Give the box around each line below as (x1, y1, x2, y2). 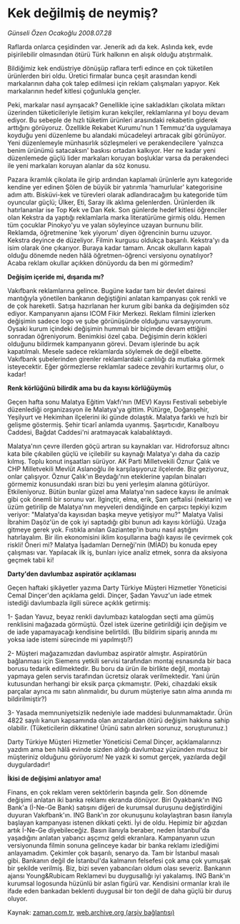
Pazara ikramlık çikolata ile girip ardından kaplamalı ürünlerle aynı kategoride (7, 175, 233, 184)
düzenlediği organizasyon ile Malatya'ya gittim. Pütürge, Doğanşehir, (7, 405, 209, 414)
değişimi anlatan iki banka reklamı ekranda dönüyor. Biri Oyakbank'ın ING (7, 795, 223, 804)
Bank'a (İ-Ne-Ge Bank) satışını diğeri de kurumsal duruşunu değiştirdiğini (7, 803, 223, 812)
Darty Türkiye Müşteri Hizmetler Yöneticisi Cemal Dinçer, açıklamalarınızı (7, 737, 221, 746)
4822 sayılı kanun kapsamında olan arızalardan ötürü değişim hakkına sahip (7, 716, 230, 725)
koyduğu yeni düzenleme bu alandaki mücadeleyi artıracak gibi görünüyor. (7, 131, 226, 139)
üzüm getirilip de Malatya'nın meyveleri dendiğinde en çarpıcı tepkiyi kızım (7, 502, 227, 511)
